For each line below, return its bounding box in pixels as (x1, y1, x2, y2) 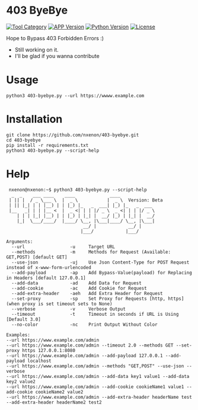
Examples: (6, 332, 31, 338)
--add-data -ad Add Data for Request (11, 280, 142, 286)
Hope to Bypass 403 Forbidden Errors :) (6, 34, 104, 41)
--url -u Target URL (11, 244, 116, 249)
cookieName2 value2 (35, 389, 84, 395)
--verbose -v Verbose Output (11, 306, 126, 312)
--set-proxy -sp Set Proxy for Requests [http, (11, 296, 166, 302)
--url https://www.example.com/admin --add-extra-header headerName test (6, 394, 193, 400)
